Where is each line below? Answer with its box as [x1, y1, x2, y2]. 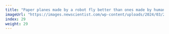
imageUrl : [5, 12, 26, 17]
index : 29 [5, 16, 26, 21]
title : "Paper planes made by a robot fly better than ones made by [5, 7, 152, 12]
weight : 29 [5, 21, 28, 26]
